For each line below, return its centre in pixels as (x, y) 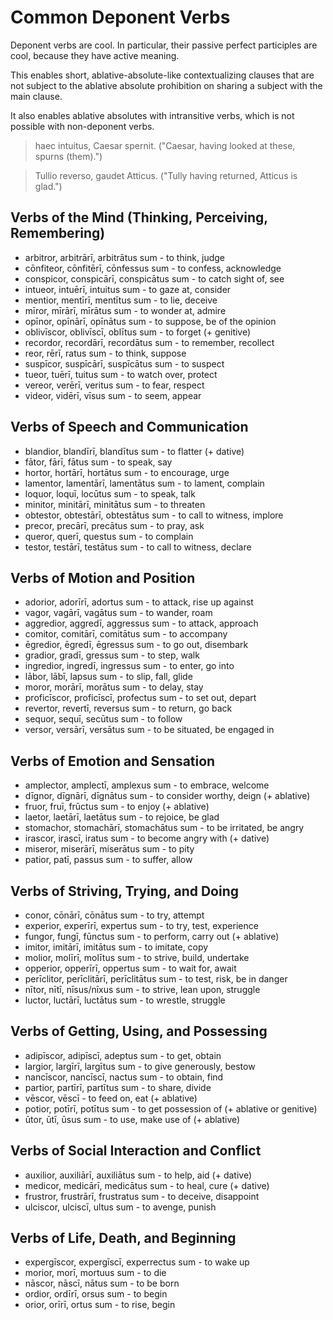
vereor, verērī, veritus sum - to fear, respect (114, 385)
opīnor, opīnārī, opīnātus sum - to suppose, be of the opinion (150, 321)
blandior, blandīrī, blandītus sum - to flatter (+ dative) (134, 451)
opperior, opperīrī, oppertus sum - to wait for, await (130, 968)
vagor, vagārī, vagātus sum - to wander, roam (118, 613)
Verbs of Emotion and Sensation (113, 761)
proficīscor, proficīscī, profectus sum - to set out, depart (140, 698)
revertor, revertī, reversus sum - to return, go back (128, 708)
